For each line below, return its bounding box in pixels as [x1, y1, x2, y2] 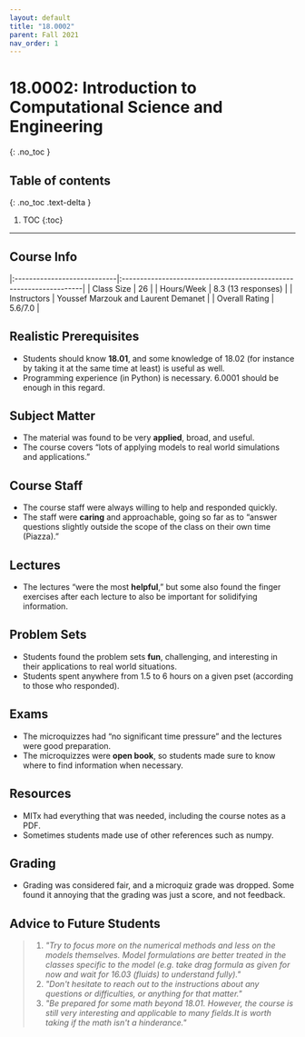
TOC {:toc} [22, 214, 64, 225]
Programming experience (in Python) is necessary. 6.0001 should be [22, 372, 280, 383]
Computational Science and [9, 97, 223, 118]
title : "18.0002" [9, 22, 75, 31]
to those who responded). [22, 680, 120, 691]
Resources [9, 786, 72, 802]
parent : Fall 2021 [9, 30, 79, 39]
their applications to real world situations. [22, 661, 178, 672]
